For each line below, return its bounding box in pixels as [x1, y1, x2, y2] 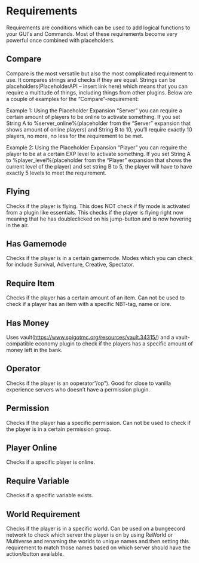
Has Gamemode [6, 238, 68, 249]
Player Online [6, 443, 57, 453]
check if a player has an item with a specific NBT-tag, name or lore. [6, 301, 172, 308]
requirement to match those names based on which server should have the [6, 544, 191, 551]
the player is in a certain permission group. [6, 426, 112, 433]
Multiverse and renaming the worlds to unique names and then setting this [6, 538, 189, 545]
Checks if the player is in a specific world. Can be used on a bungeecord [6, 525, 185, 533]
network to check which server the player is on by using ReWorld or [6, 531, 173, 538]
